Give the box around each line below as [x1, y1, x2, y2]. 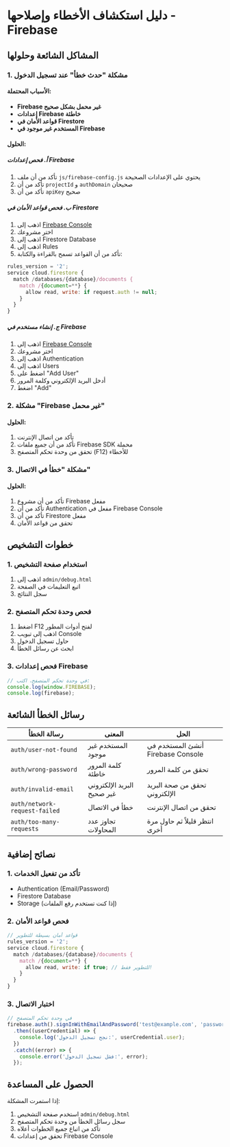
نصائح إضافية [7, 848, 56, 860]
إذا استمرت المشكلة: [7, 1097, 60, 1105]
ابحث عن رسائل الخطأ [16, 644, 74, 652]
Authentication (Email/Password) [16, 884, 110, 893]
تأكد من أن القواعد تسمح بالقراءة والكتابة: [16, 250, 123, 258]
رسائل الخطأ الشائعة [7, 709, 84, 720]
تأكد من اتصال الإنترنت [16, 433, 74, 442]
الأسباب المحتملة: [7, 87, 52, 95]
